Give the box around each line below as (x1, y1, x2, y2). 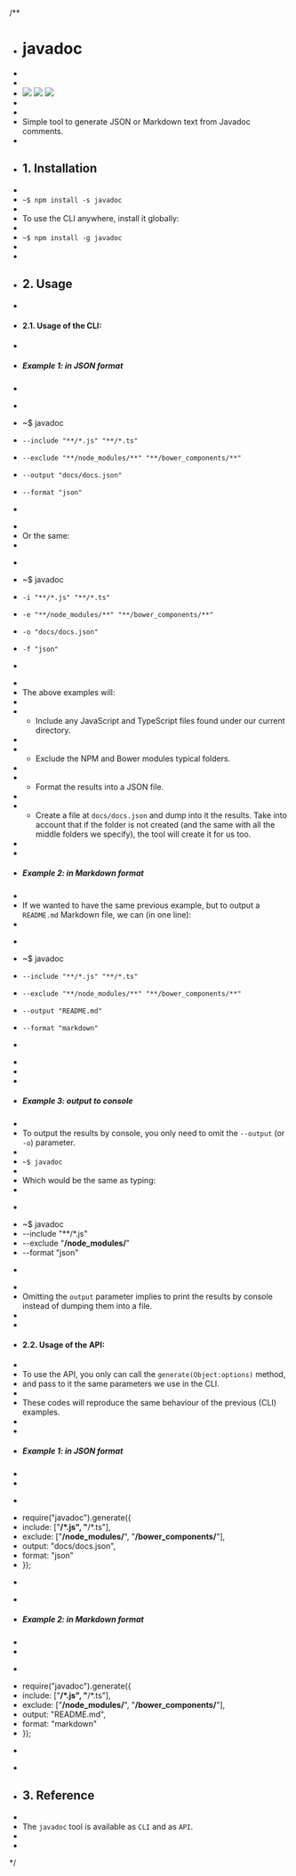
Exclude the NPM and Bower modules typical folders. (35, 753, 231, 764)
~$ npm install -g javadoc (21, 233, 123, 243)
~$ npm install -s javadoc (21, 196, 123, 204)
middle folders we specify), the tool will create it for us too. (35, 829, 252, 839)
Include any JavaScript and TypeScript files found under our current (35, 715, 286, 726)
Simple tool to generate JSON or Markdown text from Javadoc (21, 116, 252, 127)
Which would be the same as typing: (21, 1175, 156, 1185)
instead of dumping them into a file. (21, 1300, 153, 1311)
